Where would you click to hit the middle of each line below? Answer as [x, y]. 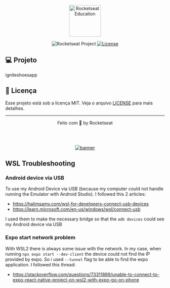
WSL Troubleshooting [40, 164]
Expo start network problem [40, 238]
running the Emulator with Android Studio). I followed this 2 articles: [76, 194]
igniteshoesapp [21, 75]
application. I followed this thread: [40, 264]
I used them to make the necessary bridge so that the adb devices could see [85, 219]
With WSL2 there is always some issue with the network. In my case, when [83, 248]
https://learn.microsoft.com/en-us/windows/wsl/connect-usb [76, 209]
